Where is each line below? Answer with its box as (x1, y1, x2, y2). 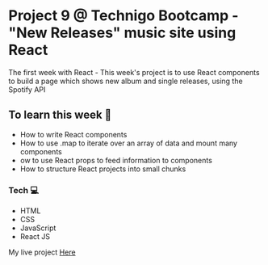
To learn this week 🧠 (8, 108, 112, 122)
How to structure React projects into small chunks (19, 164, 186, 174)
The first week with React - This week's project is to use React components (8, 67, 260, 77)
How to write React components (19, 129, 128, 139)
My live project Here (8, 247, 76, 257)
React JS (19, 232, 51, 242)
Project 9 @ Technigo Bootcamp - (8, 6, 239, 25)
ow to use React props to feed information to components (19, 155, 212, 165)
